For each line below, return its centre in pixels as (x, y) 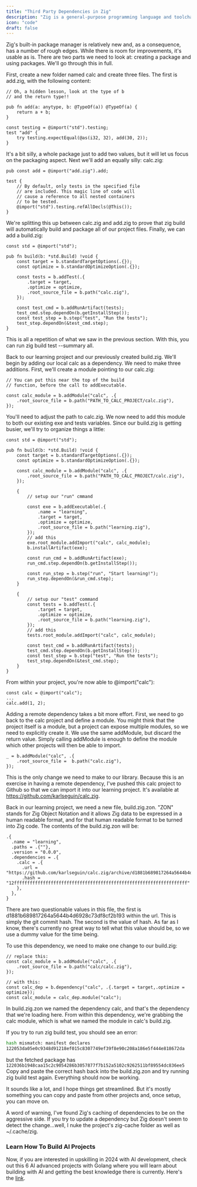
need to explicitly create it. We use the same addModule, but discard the (94, 733)
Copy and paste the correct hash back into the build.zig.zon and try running (98, 1071)
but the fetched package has (41, 1060)
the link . (16, 1178)
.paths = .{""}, (31, 847)
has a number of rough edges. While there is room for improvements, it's (94, 51)
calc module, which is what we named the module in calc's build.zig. (89, 1021)
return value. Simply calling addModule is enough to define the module (92, 739)
